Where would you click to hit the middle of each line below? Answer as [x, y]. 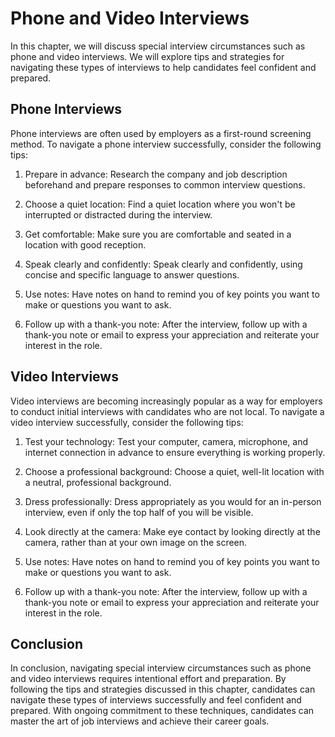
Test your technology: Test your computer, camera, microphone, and [166, 441]
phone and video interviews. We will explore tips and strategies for [147, 56]
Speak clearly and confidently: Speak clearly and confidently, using [163, 264]
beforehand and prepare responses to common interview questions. [165, 184]
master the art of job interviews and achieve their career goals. [140, 721]
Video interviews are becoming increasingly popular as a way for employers [166, 401]
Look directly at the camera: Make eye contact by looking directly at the [172, 531]
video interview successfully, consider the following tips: [127, 422]
